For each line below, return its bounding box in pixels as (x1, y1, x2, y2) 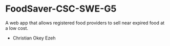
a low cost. (5, 25, 29, 31)
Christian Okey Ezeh (12, 35, 56, 41)
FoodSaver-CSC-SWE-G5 (5, 3, 117, 15)
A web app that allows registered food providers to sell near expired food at (5, 20, 165, 26)
